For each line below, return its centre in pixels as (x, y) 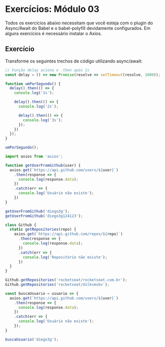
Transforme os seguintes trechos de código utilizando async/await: (74, 61)
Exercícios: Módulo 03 (52, 9)
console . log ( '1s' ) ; (34, 93)
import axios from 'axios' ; (34, 156)
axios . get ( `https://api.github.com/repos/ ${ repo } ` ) (68, 234)
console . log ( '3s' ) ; (43, 120)
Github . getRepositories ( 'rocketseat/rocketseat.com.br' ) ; (66, 280)
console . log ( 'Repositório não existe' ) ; (65, 257)
